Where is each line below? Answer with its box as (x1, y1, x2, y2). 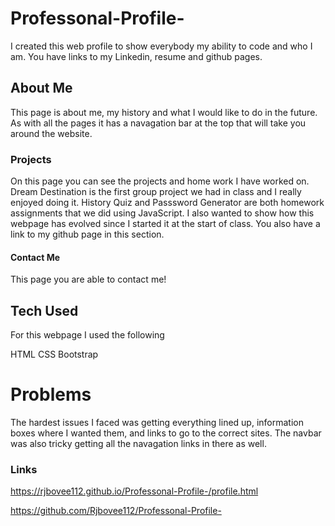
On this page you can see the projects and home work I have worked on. (10, 175, 310, 187)
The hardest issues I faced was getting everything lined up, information (10, 417, 304, 428)
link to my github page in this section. (10, 228, 165, 241)
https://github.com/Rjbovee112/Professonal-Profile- (10, 505, 222, 517)
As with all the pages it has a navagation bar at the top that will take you (10, 117, 307, 129)
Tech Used (10, 302, 79, 319)
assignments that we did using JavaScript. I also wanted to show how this (10, 207, 315, 219)
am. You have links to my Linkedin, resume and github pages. (10, 50, 263, 62)
